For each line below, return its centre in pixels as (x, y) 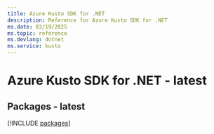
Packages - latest (46, 106)
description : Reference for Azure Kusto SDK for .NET (88, 20)
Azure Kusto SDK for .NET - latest (107, 81)
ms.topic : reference (38, 33)
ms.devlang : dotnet (36, 40)
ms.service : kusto (34, 46)
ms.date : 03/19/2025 (38, 27)
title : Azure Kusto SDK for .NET (56, 14)
